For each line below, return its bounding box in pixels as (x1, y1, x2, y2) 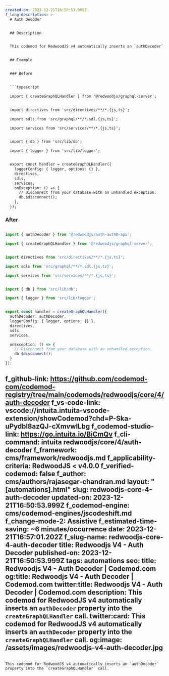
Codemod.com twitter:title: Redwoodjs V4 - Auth (5, 580, 163, 589)
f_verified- (100, 461, 135, 471)
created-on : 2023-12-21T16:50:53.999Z (5, 7, 87, 13)
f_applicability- (107, 454, 156, 462)
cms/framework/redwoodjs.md (5, 454, 106, 462)
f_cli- (114, 430, 131, 439)
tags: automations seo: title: (66, 557, 156, 565)
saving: (5, 525, 29, 534)
